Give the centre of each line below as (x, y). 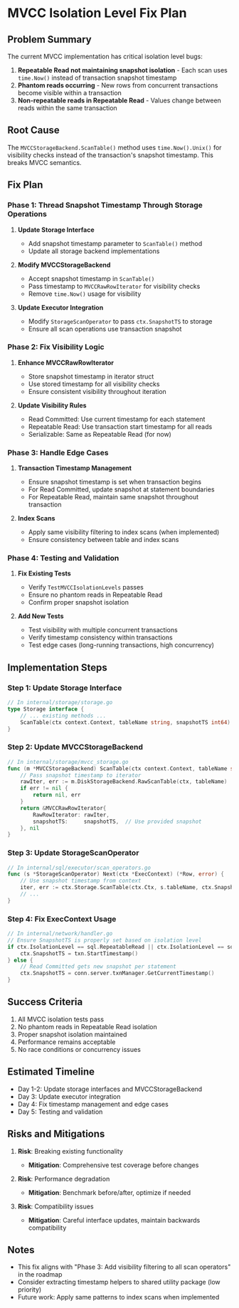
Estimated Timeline (51, 1072)
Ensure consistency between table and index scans (103, 540)
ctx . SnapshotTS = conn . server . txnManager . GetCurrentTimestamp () (117, 973)
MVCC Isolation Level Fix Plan (97, 13)
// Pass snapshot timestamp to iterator (81, 775)
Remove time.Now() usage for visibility (85, 294)
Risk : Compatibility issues (55, 1206)
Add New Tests (41, 616)
